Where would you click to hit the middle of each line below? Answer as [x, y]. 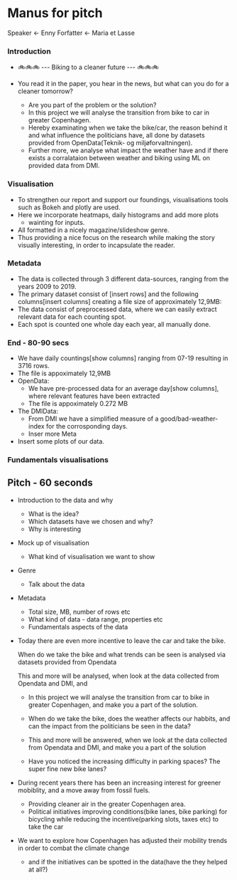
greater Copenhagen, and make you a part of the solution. [113, 704]
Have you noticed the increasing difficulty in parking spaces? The [124, 761]
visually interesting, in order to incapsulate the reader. [96, 245]
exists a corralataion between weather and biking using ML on [119, 158]
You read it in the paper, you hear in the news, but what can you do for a [123, 84]
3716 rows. [33, 366]
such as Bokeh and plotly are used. [69, 207]
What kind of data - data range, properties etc [95, 619]
